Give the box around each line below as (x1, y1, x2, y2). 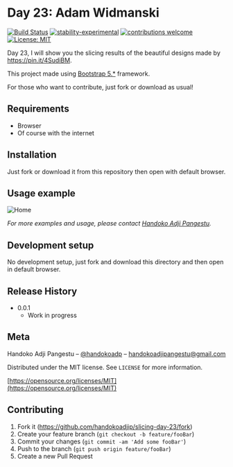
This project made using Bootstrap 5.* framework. (7, 69, 150, 78)
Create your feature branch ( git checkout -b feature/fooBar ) (17, 430, 195, 438)
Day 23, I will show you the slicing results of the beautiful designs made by (7, 49, 221, 57)
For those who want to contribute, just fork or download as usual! (7, 83, 194, 91)
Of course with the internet (17, 128, 95, 137)
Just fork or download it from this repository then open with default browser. (7, 167, 226, 176)
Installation (7, 149, 57, 161)
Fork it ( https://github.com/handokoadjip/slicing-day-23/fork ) (17, 422, 193, 431)
